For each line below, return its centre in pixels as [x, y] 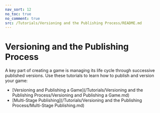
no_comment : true [23, 18]
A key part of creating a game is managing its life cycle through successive [80, 71]
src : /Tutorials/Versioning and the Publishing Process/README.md [73, 23]
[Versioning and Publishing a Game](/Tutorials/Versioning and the [77, 90]
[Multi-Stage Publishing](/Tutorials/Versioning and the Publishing [77, 100]
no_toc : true [18, 14]
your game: [16, 81]
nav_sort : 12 [18, 9]
